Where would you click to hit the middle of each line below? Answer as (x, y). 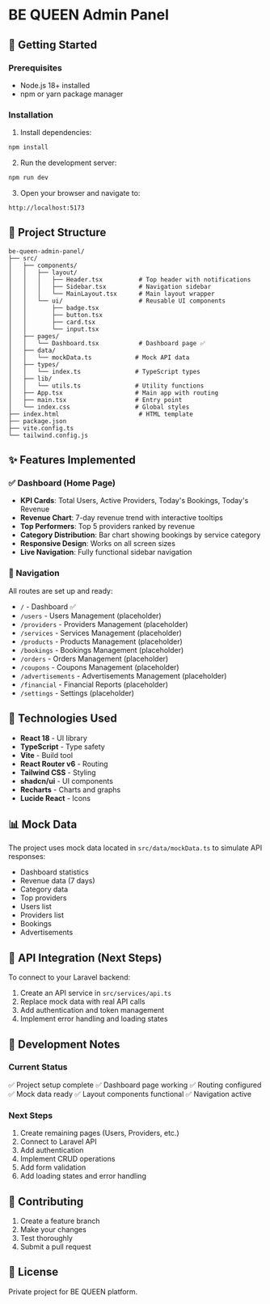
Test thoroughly (46, 1238)
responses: (27, 857)
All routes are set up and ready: (61, 591)
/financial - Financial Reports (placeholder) (94, 684)
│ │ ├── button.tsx (56, 315)
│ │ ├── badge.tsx (54, 308)
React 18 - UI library (53, 738)
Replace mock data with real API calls (82, 1001)
